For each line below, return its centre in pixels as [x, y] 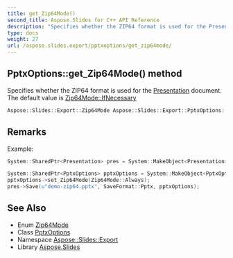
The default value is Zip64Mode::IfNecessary [72, 98]
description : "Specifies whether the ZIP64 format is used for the [107, 26]
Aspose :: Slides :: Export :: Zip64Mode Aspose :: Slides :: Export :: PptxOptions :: [118, 110]
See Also [27, 208]
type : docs [23, 33]
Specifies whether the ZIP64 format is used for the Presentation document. [114, 90]
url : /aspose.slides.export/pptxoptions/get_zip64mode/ [89, 46]
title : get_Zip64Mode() [42, 13]
